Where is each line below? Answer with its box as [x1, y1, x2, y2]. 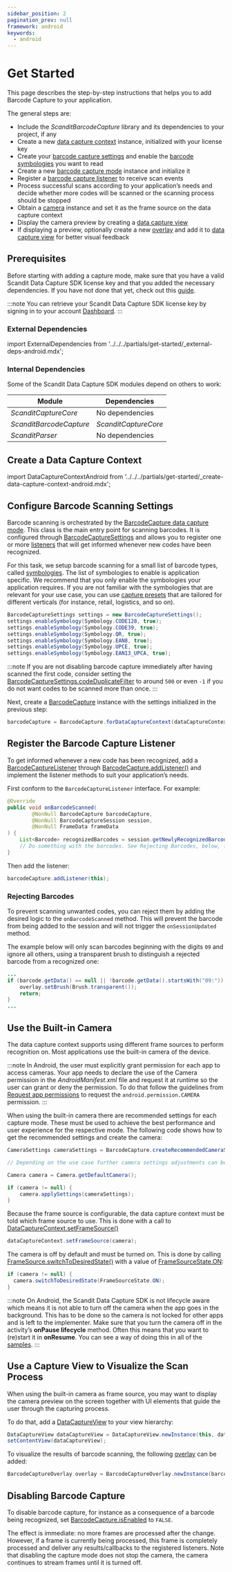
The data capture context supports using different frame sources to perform [7, 1041, 224, 1049]
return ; [19, 990, 41, 997]
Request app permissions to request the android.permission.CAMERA [7, 1090, 200, 1099]
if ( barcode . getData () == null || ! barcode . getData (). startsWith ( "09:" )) [7, 977, 224, 984]
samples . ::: [7, 1340, 40, 1349]
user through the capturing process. [7, 1404, 110, 1412]
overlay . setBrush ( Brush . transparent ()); [19, 983, 137, 990]
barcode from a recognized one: [7, 957, 99, 965]
